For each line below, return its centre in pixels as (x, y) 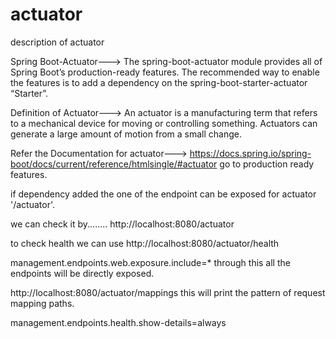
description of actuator (57, 42)
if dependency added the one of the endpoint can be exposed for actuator (163, 194)
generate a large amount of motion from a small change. (126, 134)
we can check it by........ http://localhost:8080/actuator (122, 224)
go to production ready (267, 164)
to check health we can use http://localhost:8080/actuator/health (145, 243)
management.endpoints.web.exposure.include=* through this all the (150, 262)
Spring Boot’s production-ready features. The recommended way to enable (165, 72)
